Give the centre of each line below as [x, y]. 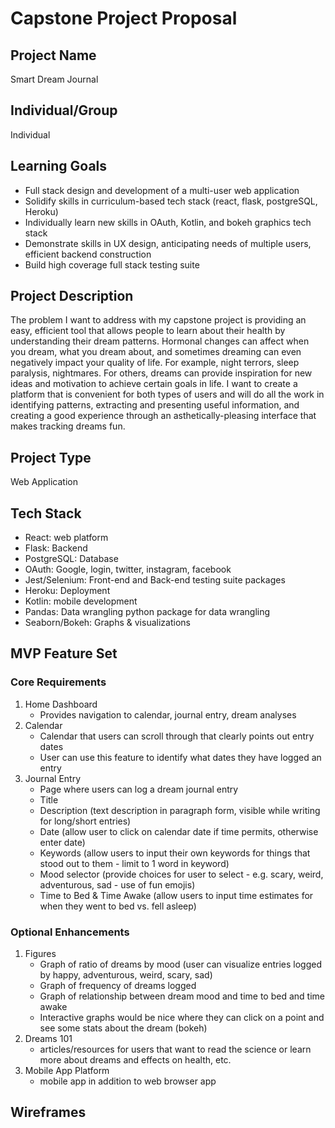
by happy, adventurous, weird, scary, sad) [126, 975]
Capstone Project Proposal [124, 18]
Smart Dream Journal [54, 79]
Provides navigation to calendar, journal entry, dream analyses [168, 714]
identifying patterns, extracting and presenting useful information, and [155, 405]
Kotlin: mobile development [81, 601]
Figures [40, 954]
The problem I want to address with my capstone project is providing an [158, 320]
